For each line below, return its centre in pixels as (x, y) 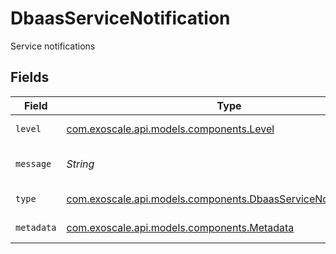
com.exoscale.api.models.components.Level (170, 129)
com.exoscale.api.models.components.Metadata (180, 227)
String (80, 164)
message (33, 163)
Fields (30, 77)
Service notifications (53, 46)
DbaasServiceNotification (120, 18)
